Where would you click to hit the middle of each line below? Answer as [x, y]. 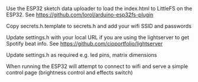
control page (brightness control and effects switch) [69, 72]
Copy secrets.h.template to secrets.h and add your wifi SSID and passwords [99, 26]
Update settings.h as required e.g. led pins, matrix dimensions [82, 55]
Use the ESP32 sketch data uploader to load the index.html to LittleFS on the [99, 8]
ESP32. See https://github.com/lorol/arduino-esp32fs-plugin [80, 15]
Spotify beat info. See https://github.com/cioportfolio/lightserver [85, 44]
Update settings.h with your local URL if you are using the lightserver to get [98, 37]
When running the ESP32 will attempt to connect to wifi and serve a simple [97, 66]
